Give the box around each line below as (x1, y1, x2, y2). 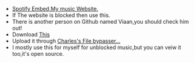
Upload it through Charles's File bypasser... (12, 38, 121, 44)
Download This (12, 31, 50, 38)
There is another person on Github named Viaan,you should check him (12, 18, 190, 25)
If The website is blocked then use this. (12, 12, 111, 19)
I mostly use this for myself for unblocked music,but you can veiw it (12, 44, 182, 51)
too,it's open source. (12, 50, 64, 57)
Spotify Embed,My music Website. (12, 5, 98, 12)
